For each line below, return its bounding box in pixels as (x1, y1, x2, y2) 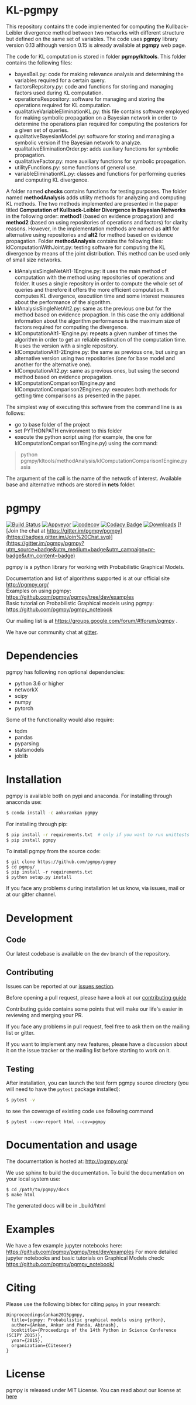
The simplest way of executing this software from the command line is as (6, 403, 183, 410)
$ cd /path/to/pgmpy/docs (6, 1186, 69, 1192)
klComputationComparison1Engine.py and (14, 379, 116, 387)
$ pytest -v (6, 1097, 35, 1103)
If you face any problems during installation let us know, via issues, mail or (6, 885, 185, 892)
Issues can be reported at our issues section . (6, 983, 115, 990)
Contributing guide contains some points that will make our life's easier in (6, 1005, 183, 1012)
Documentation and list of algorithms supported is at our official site (6, 575, 170, 582)
